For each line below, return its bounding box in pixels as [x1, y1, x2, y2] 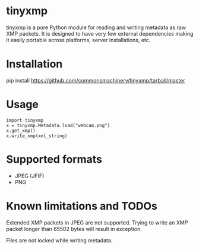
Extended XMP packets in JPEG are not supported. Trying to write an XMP [6, 219, 188, 226]
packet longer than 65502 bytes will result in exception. [6, 225, 143, 232]
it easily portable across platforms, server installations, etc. [6, 36, 151, 43]
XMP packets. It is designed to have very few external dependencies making [6, 30, 194, 37]
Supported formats [6, 153, 102, 166]
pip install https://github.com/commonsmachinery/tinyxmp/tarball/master [6, 77, 185, 84]
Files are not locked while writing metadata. [6, 236, 113, 244]
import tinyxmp [6, 117, 44, 123]
